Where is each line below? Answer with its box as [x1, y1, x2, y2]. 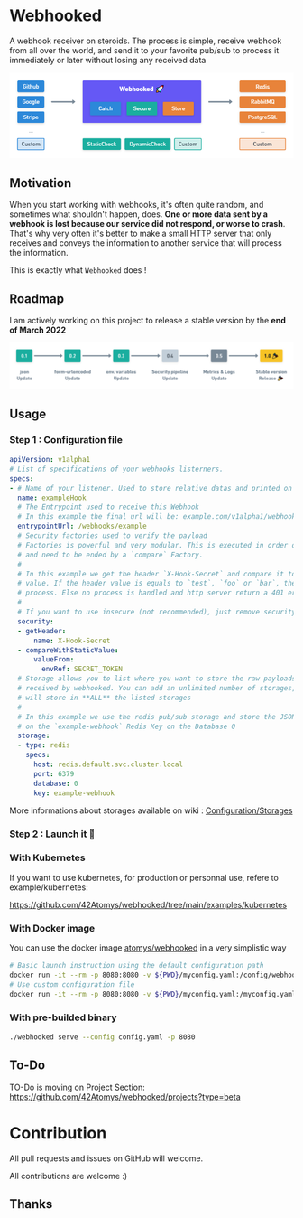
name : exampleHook [17, 493, 87, 502]
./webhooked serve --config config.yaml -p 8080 [9, 1032, 196, 1042]
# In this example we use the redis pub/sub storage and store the [17, 712, 277, 721]
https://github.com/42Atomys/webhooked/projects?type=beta [9, 1091, 241, 1102]
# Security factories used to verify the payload [17, 531, 207, 540]
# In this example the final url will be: [17, 512, 179, 521]
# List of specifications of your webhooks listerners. [9, 464, 224, 473]
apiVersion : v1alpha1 [9, 455, 91, 464]
